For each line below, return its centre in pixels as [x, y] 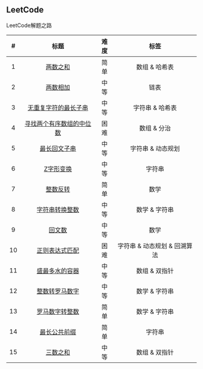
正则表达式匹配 [58, 250]
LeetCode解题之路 [29, 25]
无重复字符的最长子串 [58, 107]
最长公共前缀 [58, 332]
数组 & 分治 [155, 128]
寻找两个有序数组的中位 [58, 123]
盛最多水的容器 [58, 271]
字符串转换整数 [58, 210]
